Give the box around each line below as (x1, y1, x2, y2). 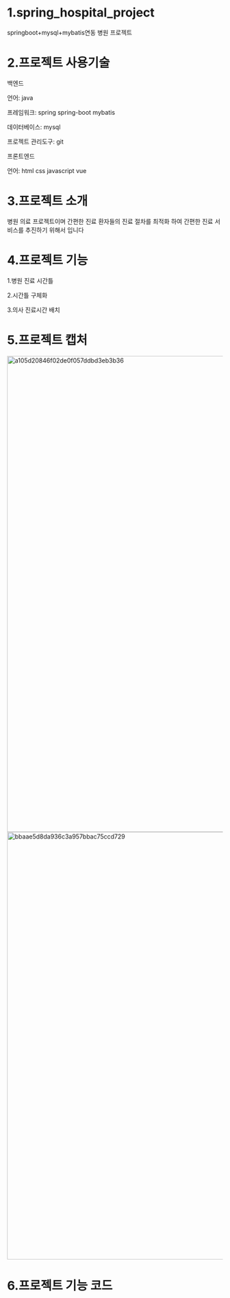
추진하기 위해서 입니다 (25, 225, 84, 234)
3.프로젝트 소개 (7, 194, 88, 209)
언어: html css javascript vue (7, 166, 87, 174)
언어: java (7, 93, 34, 102)
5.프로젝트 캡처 (7, 332, 88, 348)
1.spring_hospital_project (7, 5, 155, 21)
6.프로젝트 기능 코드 (7, 1277, 113, 1293)
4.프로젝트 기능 (7, 253, 88, 268)
